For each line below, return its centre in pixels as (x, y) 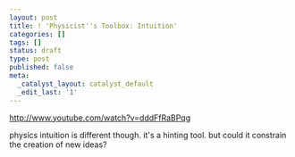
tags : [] (25, 42)
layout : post (34, 17)
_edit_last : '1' (47, 92)
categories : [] (38, 34)
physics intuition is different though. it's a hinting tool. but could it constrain (148, 135)
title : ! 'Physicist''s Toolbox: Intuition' (93, 26)
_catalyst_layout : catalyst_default (85, 84)
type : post (29, 59)
